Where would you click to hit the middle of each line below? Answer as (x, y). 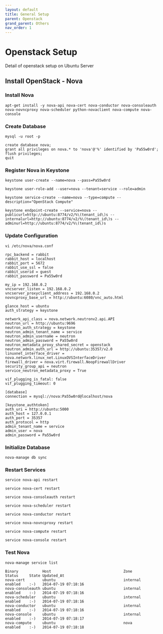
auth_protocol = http (27, 422)
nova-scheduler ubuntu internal (73, 597)
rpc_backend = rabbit (27, 254)
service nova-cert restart (33, 489)
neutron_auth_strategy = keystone (40, 328)
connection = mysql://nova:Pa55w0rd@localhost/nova (59, 396)
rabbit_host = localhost (30, 259)
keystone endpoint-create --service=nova (48, 211)
